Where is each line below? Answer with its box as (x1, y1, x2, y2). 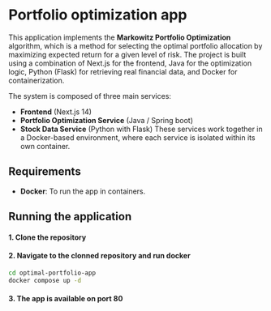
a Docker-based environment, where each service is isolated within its (19, 132, 256, 143)
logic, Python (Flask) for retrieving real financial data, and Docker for (8, 66, 238, 76)
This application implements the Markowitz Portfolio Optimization (8, 32, 231, 42)
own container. (19, 141, 71, 151)
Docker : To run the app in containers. (19, 186, 146, 196)
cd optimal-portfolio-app (8, 269, 96, 277)
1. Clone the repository (8, 232, 87, 242)
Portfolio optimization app (8, 6, 187, 24)
